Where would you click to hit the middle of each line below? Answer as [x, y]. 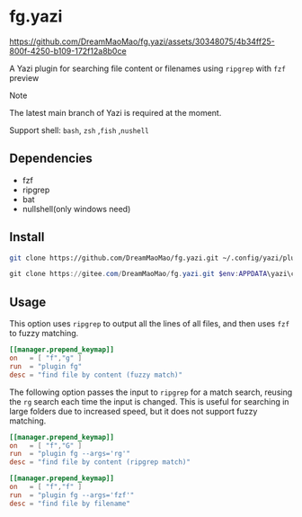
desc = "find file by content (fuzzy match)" [96, 375]
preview [24, 77]
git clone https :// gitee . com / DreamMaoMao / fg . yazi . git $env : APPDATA [138, 274]
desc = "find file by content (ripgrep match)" [100, 462]
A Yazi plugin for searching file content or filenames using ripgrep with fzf [147, 68]
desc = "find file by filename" [70, 504]
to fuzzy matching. [44, 334]
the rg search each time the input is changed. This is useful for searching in [149, 401]
